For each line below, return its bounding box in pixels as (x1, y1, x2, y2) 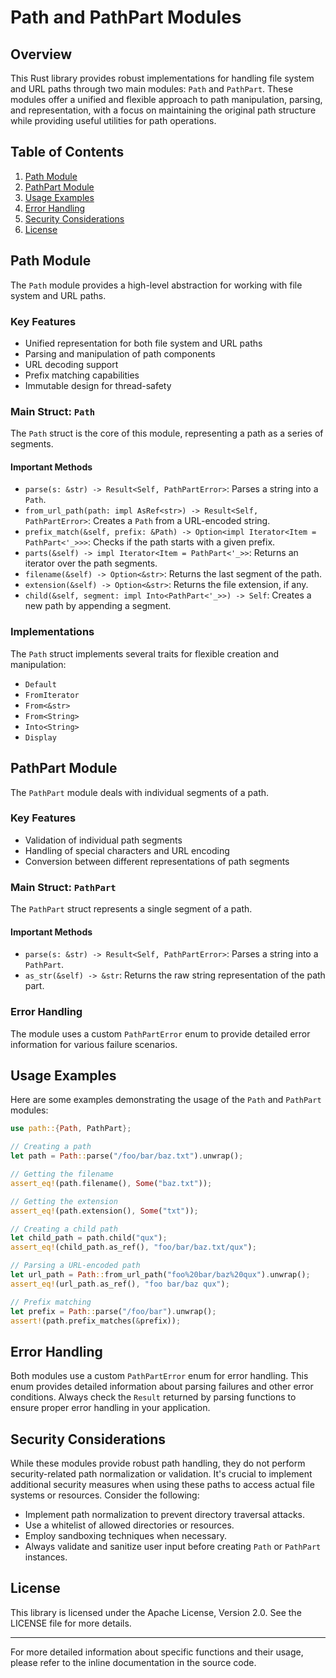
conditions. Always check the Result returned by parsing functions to (10, 1391, 297, 1403)
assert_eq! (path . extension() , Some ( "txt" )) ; (10, 1206, 199, 1216)
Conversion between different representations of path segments (24, 855, 290, 867)
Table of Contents (10, 144, 125, 161)
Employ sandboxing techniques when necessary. (24, 1530, 227, 1542)
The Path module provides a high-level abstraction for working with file (10, 279, 303, 291)
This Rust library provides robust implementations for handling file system (10, 72, 315, 84)
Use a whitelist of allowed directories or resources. (24, 1519, 235, 1531)
